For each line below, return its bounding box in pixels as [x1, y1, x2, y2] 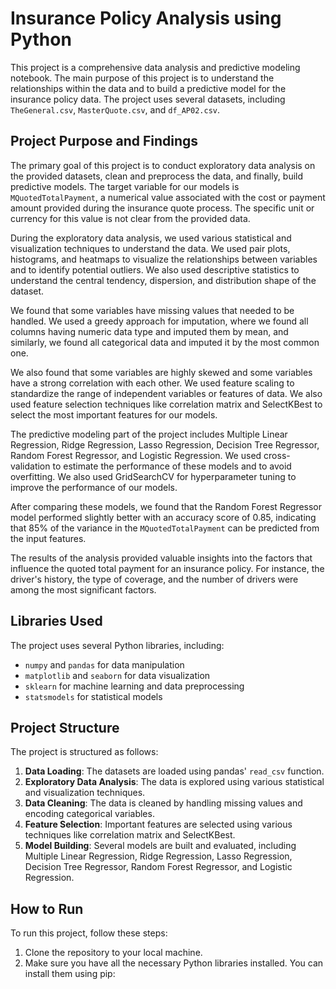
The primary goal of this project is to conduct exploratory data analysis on [10, 159, 316, 171]
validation [10, 460, 51, 472]
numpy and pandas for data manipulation [24, 658, 185, 671]
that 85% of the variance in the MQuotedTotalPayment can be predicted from [10, 522, 320, 534]
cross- [263, 449, 291, 461]
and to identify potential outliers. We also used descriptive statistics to [10, 263, 300, 276]
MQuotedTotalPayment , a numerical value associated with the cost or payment [10, 191, 326, 203]
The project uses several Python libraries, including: [10, 639, 225, 651]
